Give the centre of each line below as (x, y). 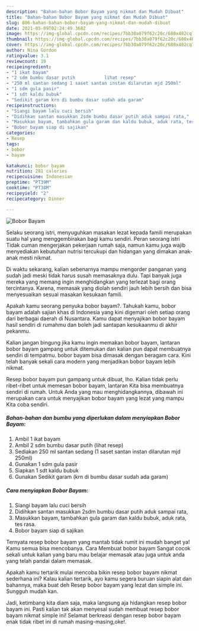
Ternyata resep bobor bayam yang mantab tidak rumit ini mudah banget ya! (98, 542)
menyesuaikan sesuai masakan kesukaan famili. (65, 294)
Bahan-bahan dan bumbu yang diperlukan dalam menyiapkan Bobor (93, 418)
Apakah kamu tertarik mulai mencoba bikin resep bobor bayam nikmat (92, 572)
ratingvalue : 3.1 (28, 56)
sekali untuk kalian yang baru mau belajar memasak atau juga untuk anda (96, 554)
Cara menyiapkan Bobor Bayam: (47, 490)
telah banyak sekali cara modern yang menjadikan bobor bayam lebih (91, 361)
